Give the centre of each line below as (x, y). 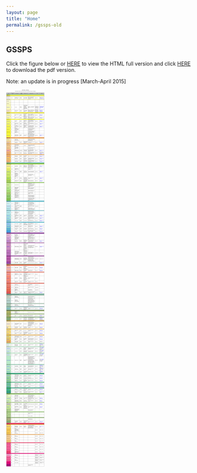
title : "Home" (24, 19)
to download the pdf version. (41, 70)
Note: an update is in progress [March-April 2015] (66, 81)
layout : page (22, 12)
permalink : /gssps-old (34, 25)
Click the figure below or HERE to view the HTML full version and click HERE (98, 64)
